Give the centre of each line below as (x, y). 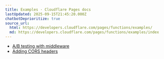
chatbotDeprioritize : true (33, 19)
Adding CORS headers (35, 51)
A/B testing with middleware (41, 46)
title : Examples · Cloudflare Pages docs (48, 10)
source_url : (17, 23)
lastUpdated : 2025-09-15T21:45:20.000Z (46, 14)
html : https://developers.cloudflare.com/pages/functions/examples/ (81, 28)
